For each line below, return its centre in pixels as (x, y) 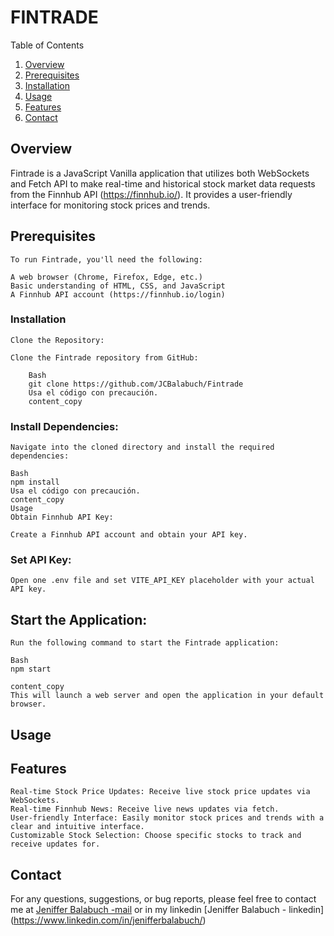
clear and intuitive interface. (77, 827)
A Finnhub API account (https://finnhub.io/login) (118, 294)
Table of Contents (47, 45)
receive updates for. (55, 844)
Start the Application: (79, 619)
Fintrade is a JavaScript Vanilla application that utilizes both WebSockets (160, 173)
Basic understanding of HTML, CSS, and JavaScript (118, 286)
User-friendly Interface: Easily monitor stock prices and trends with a (167, 818)
